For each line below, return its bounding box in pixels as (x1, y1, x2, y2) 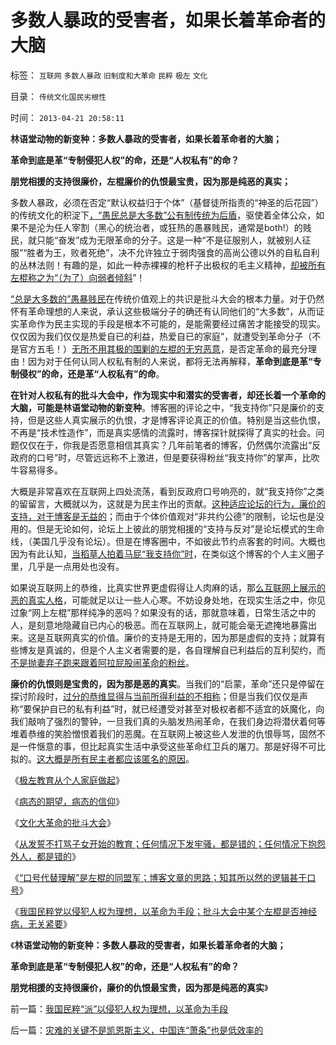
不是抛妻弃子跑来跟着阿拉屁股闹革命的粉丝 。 (10, 656, 195, 668)
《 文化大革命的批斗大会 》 (10, 816, 116, 828)
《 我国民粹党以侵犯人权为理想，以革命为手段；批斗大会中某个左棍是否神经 (10, 905, 317, 917)
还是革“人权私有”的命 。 (67, 367, 165, 380)
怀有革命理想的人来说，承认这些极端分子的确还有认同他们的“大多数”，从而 (10, 305, 317, 317)
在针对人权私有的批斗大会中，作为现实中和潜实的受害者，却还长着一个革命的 (10, 389, 326, 401)
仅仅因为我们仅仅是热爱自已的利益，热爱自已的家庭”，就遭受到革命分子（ (10, 330, 313, 342)
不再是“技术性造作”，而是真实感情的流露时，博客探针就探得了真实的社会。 (10, 426, 317, 438)
